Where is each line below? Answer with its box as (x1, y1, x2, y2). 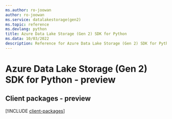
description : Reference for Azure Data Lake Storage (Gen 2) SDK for (5, 41, 157, 46)
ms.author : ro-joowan (5, 7, 52, 13)
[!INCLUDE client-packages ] (5, 108, 65, 114)
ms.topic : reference (5, 22, 50, 27)
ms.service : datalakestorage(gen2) (5, 17, 81, 22)
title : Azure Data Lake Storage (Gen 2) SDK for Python (5, 31, 127, 36)
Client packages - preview (5, 94, 91, 103)
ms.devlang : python (5, 27, 47, 32)
